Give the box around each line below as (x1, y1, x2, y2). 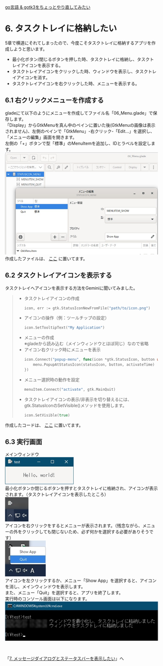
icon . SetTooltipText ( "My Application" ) (24, 325, 105, 330)
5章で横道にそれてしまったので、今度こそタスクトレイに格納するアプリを (5, 40, 152, 46)
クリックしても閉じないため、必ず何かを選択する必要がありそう (21, 529, 149, 535)
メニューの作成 (24, 334, 54, 341)
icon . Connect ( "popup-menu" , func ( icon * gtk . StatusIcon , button (24, 357, 155, 362)
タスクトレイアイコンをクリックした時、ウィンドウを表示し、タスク (12, 68, 148, 74)
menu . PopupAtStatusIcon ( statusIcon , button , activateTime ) (33, 362, 155, 367)
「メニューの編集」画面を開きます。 (5, 134, 77, 140)
